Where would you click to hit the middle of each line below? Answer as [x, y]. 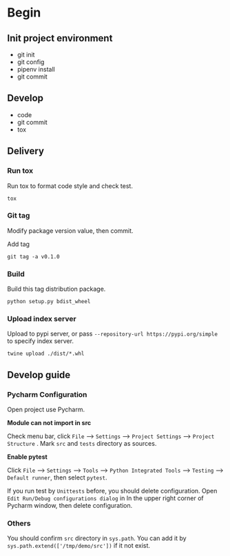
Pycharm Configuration [47, 394]
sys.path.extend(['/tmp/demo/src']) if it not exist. [79, 546]
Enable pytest [28, 457]
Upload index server [42, 319]
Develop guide [39, 374]
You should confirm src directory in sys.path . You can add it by [97, 538]
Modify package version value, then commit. [70, 230]
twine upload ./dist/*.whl [46, 354]
